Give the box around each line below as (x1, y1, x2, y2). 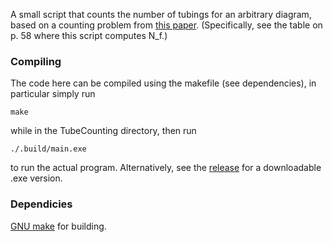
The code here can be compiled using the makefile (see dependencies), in (10, 77, 317, 89)
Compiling (10, 54, 62, 68)
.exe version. (10, 172, 63, 184)
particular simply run (10, 88, 96, 100)
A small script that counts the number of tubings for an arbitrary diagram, (10, 9, 312, 20)
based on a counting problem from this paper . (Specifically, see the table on (10, 19, 323, 31)
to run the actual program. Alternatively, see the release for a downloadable (10, 162, 322, 174)
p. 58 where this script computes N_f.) (10, 30, 168, 41)
